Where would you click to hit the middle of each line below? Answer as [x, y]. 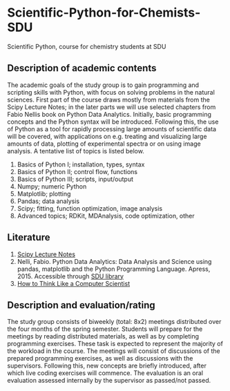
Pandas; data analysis [48, 201]
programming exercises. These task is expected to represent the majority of [115, 344]
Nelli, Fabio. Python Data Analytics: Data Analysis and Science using [114, 261]
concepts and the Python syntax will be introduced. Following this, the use [113, 122]
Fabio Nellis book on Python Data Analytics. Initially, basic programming [109, 114]
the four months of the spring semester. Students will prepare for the [105, 329]
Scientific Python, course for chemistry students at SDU [87, 46]
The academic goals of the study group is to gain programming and [103, 85]
